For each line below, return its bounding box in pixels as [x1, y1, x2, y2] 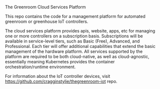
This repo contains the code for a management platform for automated [5, 14, 146, 19]
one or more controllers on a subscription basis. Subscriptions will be [5, 33, 143, 39]
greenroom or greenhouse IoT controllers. [5, 19, 88, 24]
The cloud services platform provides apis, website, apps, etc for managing [5, 28, 156, 33]
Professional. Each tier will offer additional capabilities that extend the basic [5, 44, 156, 49]
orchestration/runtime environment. [5, 64, 76, 70]
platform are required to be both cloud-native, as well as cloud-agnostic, [5, 54, 150, 59]
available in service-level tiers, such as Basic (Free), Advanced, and [5, 38, 140, 44]
